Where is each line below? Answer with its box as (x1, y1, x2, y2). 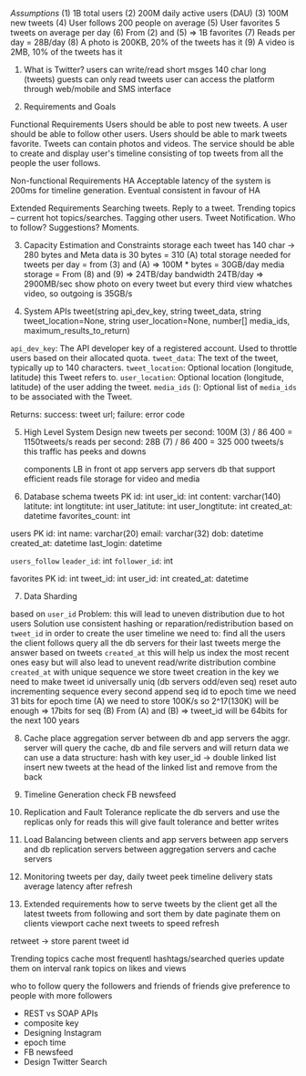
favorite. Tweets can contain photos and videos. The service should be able (10, 139, 295, 149)
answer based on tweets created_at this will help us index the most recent (10, 647, 290, 657)
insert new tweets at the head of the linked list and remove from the (23, 761, 278, 772)
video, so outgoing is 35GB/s (23, 288, 133, 299)
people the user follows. (10, 158, 101, 168)
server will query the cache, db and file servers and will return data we (23, 742, 290, 753)
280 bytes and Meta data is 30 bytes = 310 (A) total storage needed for (23, 250, 291, 260)
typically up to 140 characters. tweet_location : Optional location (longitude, (10, 362, 294, 373)
